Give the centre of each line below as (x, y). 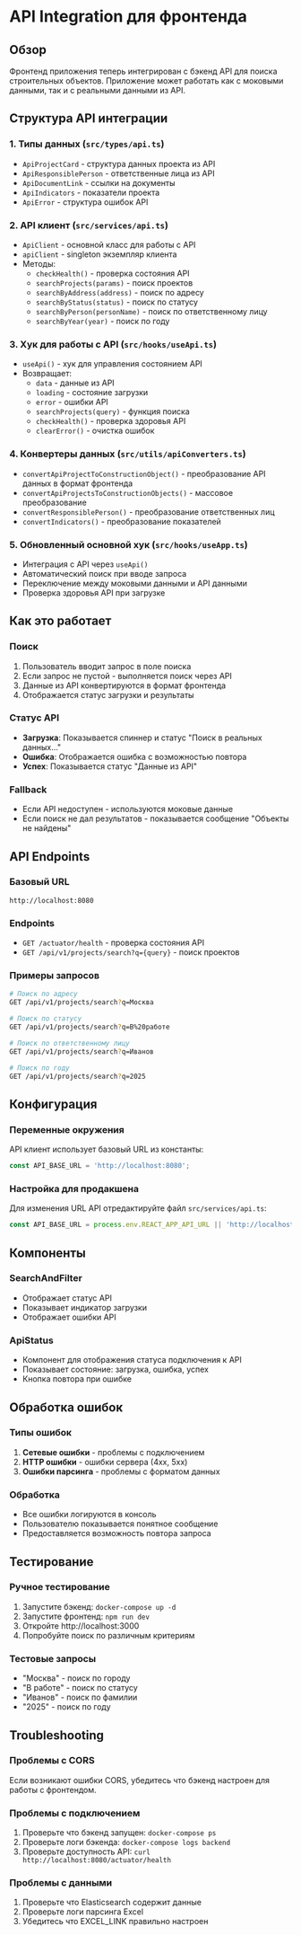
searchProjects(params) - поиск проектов (114, 283)
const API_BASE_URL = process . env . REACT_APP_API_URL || (116, 1225)
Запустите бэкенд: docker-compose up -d (99, 1606)
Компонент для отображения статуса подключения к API (132, 1360)
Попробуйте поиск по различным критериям (108, 1635)
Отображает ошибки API (69, 1317)
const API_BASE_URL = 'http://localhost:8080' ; (100, 1166)
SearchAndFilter (46, 1278)
